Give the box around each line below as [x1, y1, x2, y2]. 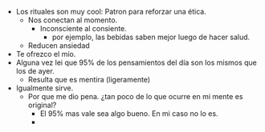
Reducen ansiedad [27, 41, 90, 50]
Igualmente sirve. [15, 83, 74, 93]
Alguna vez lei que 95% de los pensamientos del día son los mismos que [15, 58, 257, 67]
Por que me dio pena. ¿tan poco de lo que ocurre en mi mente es [27, 92, 243, 101]
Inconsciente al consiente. [39, 24, 127, 33]
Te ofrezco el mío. [15, 50, 76, 58]
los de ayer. [15, 66, 55, 75]
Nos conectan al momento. [27, 15, 118, 25]
